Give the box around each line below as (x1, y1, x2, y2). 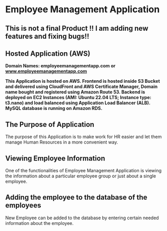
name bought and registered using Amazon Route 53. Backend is (5, 89, 145, 95)
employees (5, 201, 42, 210)
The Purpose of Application (5, 120, 95, 129)
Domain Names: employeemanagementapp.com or (5, 63, 116, 69)
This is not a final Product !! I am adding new (5, 24, 149, 33)
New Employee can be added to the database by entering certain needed (5, 215, 159, 221)
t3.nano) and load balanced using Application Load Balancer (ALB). (5, 100, 151, 106)
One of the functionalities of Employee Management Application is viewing (5, 168, 162, 174)
